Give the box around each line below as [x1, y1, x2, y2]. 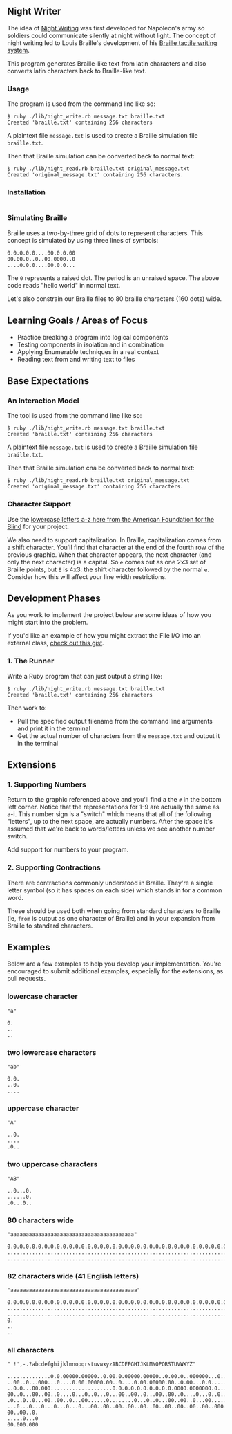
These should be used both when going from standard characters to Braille [7, 906, 221, 915]
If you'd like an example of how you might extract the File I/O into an [7, 632, 202, 640]
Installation [7, 187, 46, 197]
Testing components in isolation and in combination [17, 340, 164, 349]
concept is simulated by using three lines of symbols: [7, 236, 159, 244]
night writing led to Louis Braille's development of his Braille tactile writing [7, 38, 217, 47]
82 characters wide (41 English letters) [7, 1271, 139, 1280]
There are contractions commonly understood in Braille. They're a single [7, 879, 213, 887]
